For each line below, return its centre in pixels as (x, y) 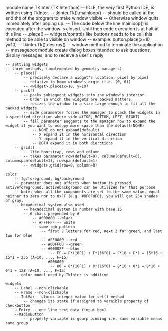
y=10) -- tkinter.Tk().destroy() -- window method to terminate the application (84, 44)
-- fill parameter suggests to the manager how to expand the (90, 121)
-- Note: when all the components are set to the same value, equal (87, 192)
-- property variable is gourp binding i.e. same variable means (93, 319)
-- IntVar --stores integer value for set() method (69, 297)
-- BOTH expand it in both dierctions (72, 143)
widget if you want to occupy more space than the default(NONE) (75, 126)
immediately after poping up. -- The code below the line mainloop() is (77, 23)
